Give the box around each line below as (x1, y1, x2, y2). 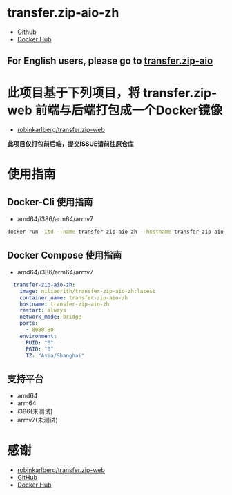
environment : (19, 333, 57, 339)
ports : (19, 320, 39, 327)
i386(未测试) (17, 407, 53, 415)
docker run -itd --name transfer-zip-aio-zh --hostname (7, 228, 171, 236)
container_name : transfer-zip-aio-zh (19, 294, 128, 301)
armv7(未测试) (17, 416, 59, 424)
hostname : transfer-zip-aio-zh (19, 301, 110, 308)
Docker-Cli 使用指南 (7, 196, 93, 208)
